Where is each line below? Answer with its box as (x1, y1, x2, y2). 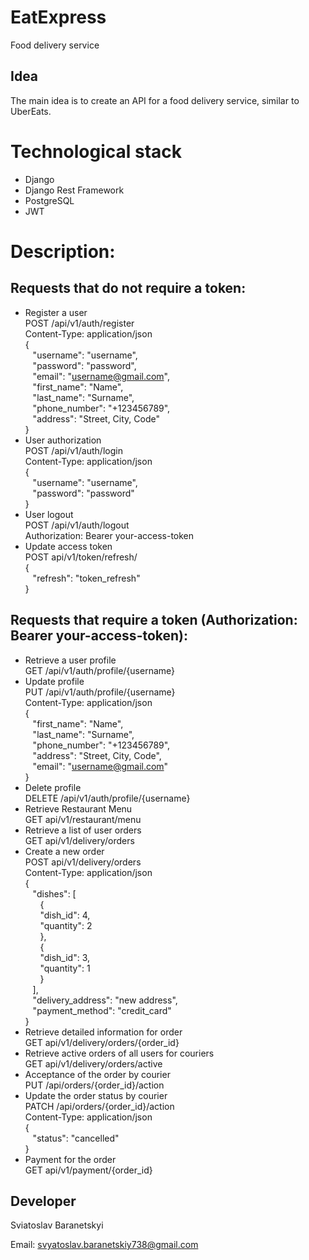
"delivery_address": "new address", (32, 994, 178, 1006)
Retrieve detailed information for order (24, 1026, 183, 1038)
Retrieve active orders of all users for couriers (24, 1047, 215, 1059)
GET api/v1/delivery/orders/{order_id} (24, 1036, 180, 1048)
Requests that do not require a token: (10, 280, 247, 297)
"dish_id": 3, (39, 951, 91, 963)
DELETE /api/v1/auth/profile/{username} (24, 792, 191, 804)
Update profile (24, 675, 85, 687)
